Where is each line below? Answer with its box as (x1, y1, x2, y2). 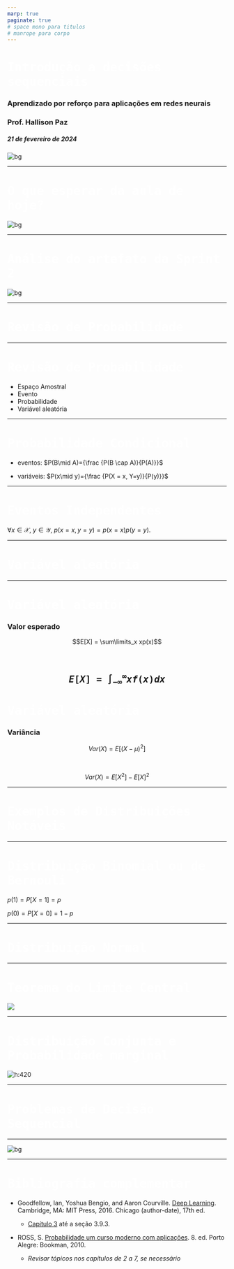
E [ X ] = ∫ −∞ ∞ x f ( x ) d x (68, 672, 166, 687)
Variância (7, 727, 40, 737)
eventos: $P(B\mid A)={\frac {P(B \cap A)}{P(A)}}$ (17, 458, 164, 467)
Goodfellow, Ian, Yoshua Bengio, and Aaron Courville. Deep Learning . (17, 1199, 217, 1208)
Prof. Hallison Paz (7, 117, 68, 127)
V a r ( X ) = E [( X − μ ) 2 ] (88, 744, 146, 753)
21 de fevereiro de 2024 (7, 134, 77, 143)
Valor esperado (7, 621, 61, 631)
